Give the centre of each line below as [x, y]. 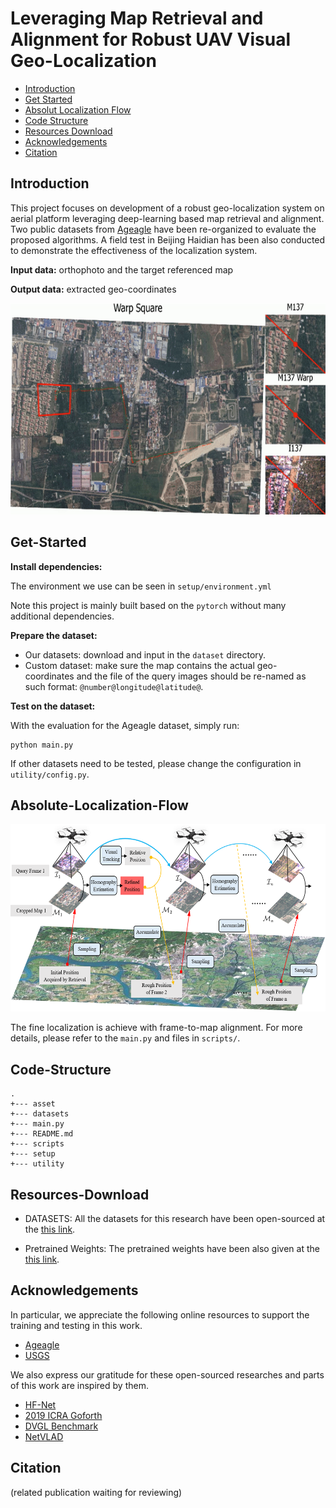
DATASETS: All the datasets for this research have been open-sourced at [175, 1218]
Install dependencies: [56, 566]
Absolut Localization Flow [78, 109]
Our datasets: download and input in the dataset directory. [145, 654]
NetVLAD [44, 1436]
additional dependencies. [62, 616]
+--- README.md [42, 1134]
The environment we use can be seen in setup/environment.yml [141, 586]
